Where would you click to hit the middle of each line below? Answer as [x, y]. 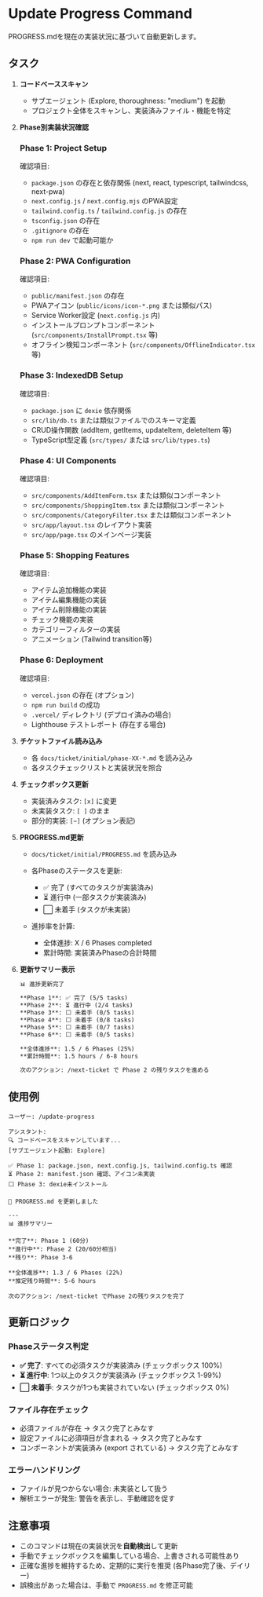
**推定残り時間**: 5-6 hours [52, 1281]
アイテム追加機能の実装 [69, 590]
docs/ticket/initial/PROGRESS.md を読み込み [104, 853]
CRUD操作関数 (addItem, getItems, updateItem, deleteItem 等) [131, 429]
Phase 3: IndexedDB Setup [71, 375]
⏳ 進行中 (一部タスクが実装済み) [95, 897]
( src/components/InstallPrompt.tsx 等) [95, 335]
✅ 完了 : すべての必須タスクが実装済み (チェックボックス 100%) [121, 1365]
